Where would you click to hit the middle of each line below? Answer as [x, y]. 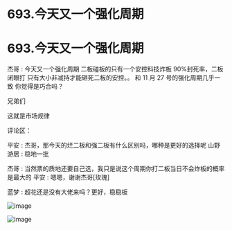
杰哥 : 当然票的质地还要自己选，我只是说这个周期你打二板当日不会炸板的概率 [116, 169]
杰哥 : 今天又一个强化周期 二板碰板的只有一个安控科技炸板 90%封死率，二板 [115, 69]
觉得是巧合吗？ [42, 87]
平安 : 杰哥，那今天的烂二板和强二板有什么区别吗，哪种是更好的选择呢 [107, 145]
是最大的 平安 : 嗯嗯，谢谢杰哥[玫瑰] [59, 177]
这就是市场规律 [28, 116]
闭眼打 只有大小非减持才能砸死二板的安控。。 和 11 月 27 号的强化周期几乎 [111, 78]
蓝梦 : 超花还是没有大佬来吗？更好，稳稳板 [68, 192]
